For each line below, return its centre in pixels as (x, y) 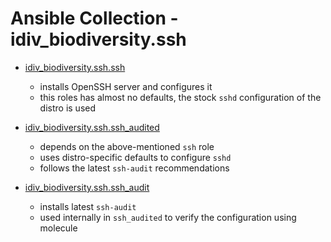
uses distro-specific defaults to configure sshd (135, 157)
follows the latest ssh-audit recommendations (134, 168)
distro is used (68, 108)
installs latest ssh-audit (88, 206)
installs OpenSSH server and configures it (126, 86)
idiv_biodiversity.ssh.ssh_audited (92, 127)
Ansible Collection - (94, 18)
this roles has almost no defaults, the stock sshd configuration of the (180, 97)
